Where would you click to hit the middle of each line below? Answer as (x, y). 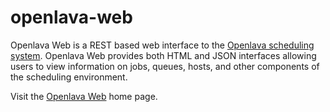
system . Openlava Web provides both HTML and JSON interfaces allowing (163, 55)
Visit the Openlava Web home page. (84, 96)
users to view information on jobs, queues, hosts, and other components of (165, 66)
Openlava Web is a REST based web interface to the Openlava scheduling (162, 45)
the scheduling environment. (69, 77)
